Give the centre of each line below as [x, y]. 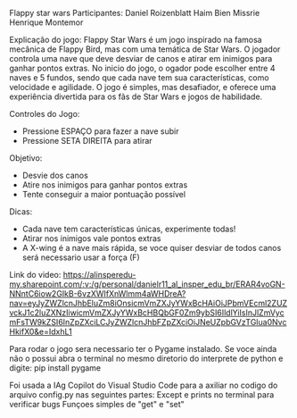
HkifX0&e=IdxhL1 [41, 331]
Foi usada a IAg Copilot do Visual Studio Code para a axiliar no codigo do [144, 385]
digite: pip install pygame [55, 368]
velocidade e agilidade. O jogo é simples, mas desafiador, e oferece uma [143, 87]
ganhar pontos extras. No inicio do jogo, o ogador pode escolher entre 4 [142, 68]
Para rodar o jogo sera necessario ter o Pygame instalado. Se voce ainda [143, 349]
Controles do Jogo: [45, 114]
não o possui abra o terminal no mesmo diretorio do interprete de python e [146, 358]
